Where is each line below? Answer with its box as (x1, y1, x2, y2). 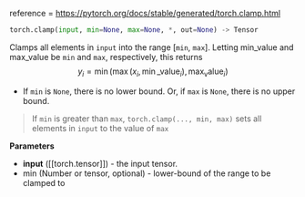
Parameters (9, 140, 55, 151)
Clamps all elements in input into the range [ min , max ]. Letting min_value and (9, 41, 294, 53)
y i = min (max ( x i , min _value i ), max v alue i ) (76, 66, 229, 78)
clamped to (22, 177, 66, 188)
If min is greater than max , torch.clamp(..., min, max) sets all (31, 113, 262, 124)
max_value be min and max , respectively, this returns (9, 51, 203, 62)
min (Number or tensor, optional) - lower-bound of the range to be (22, 168, 271, 179)
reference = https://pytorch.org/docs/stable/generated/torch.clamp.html (9, 8, 280, 18)
